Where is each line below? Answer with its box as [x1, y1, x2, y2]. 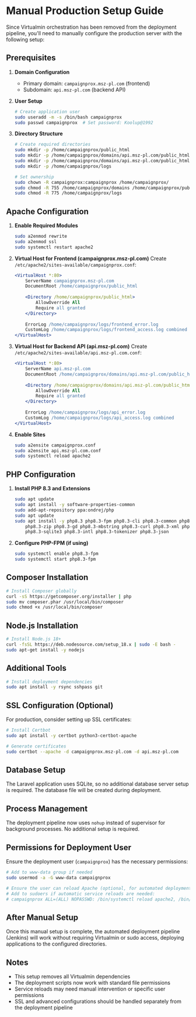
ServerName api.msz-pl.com [25, 366, 91, 372]
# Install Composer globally [6, 588, 77, 594]
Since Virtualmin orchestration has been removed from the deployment [6, 23, 177, 30]
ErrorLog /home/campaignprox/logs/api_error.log [25, 409, 146, 415]
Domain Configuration [14, 69, 70, 76]
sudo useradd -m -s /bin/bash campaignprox [14, 114, 123, 120]
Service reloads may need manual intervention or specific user [14, 985, 166, 992]
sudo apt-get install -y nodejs [6, 647, 85, 653]
